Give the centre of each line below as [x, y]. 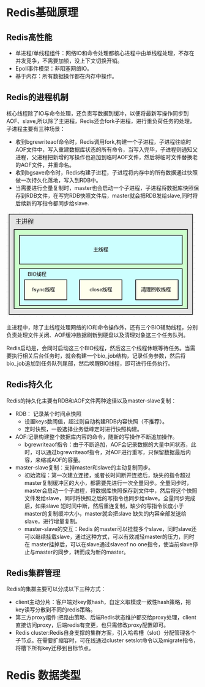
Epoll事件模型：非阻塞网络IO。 [54, 69]
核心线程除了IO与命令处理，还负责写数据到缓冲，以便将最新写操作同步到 [98, 113]
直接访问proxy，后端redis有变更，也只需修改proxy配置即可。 [92, 625]
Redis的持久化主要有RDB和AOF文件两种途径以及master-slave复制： [91, 401]
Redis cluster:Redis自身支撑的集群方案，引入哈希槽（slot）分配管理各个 [106, 633]
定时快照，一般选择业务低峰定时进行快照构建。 [83, 429]
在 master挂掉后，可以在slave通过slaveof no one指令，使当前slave [108, 544]
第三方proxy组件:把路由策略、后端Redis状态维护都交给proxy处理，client [106, 618]
